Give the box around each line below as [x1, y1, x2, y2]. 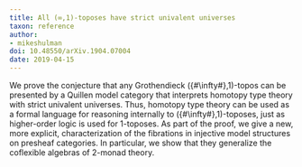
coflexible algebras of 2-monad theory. [9, 147, 155, 158]
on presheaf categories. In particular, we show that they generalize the [9, 137, 272, 148]
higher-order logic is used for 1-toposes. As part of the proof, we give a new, [9, 118, 294, 129]
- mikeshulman [9, 38, 63, 48]
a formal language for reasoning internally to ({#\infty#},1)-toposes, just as [9, 109, 286, 119]
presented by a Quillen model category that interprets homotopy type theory [9, 89, 293, 100]
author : [9, 30, 39, 39]
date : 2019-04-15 [9, 55, 75, 64]
